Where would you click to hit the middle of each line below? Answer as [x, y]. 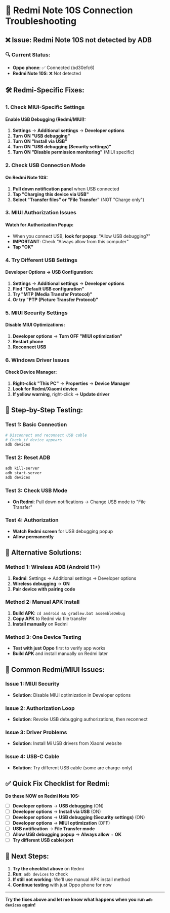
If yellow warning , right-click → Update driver [61, 394]
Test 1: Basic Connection [36, 425]
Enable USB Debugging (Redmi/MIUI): [46, 119]
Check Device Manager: [31, 372]
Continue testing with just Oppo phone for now [62, 885]
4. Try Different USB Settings [41, 260]
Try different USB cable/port [43, 840]
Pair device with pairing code [44, 589]
